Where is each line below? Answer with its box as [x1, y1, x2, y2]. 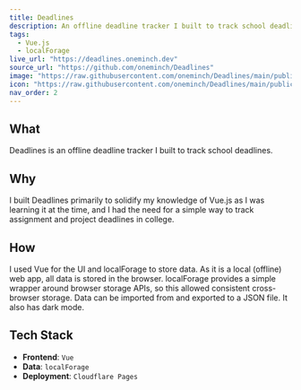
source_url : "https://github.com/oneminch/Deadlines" [9, 64, 215, 73]
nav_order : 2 [9, 88, 58, 97]
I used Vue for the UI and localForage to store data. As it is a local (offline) [9, 264, 282, 274]
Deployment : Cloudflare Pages [21, 370, 139, 381]
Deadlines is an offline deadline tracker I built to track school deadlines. [9, 145, 273, 156]
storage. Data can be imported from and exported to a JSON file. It [41, 292, 288, 303]
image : [9, 72, 34, 81]
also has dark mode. [9, 301, 85, 312]
